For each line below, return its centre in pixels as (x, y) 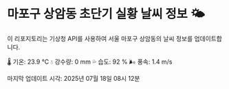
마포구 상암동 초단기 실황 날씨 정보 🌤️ (106, 14)
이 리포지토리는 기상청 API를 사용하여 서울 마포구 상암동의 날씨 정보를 (100, 38)
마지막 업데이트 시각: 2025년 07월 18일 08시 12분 (74, 78)
